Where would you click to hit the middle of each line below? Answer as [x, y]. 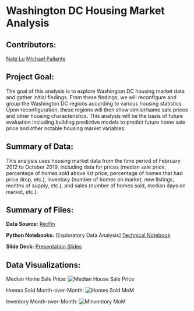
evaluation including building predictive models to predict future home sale [96, 122]
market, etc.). [22, 191]
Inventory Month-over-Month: [42, 302]
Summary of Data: [40, 147]
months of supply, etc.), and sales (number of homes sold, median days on [96, 186]
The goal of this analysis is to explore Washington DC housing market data [96, 91]
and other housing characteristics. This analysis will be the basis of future [95, 116]
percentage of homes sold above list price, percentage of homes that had [94, 173]
